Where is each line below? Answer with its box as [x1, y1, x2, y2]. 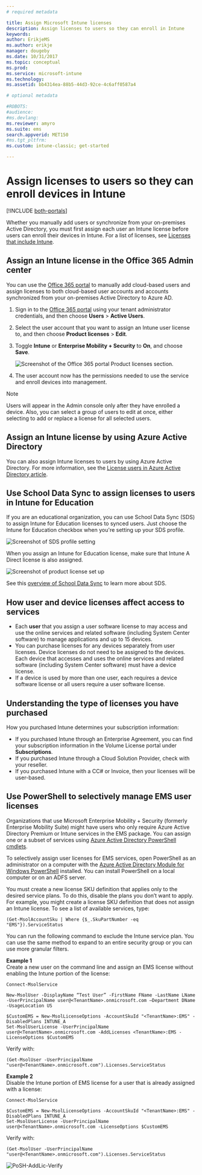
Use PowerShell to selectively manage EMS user [6, 791, 192, 802]
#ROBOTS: [6, 103, 28, 110]
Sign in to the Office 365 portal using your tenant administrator [14, 306, 171, 313]
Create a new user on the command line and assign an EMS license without [6, 963, 194, 970]
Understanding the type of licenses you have [6, 698, 179, 709]
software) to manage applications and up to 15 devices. [14, 636, 153, 643]
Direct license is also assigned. [6, 556, 83, 563]
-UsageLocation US [6, 1003, 52, 1009]
